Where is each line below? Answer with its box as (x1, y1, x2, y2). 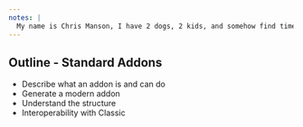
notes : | (8, 13, 42, 23)
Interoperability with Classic (21, 107, 126, 118)
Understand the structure (21, 98, 117, 109)
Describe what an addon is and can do (21, 78, 166, 90)
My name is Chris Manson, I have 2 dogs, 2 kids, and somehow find (16, 22, 277, 31)
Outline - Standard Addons (8, 55, 163, 70)
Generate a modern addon (21, 88, 121, 99)
